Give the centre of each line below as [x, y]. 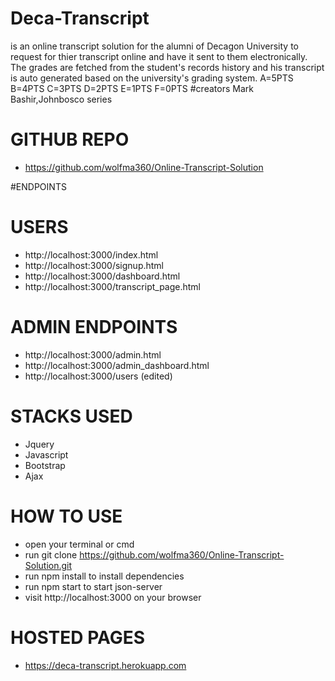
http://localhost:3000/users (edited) [98, 376]
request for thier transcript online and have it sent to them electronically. [159, 56]
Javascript [46, 454]
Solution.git [48, 565]
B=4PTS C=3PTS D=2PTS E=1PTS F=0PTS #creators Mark [132, 88]
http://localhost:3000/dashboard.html [102, 276]
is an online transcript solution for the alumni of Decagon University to [154, 46]
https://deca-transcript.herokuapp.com [105, 665]
